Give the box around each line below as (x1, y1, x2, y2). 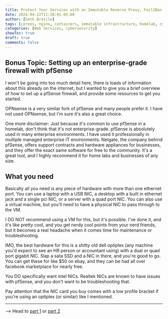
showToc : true (5, 31, 35, 36)
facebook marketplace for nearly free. (5, 264, 83, 270)
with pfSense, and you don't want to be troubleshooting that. (5, 279, 130, 285)
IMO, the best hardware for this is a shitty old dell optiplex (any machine (5, 242, 153, 248)
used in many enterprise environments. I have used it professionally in (5, 131, 149, 137)
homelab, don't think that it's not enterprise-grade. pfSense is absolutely (5, 126, 155, 132)
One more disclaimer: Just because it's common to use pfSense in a (5, 120, 146, 126)
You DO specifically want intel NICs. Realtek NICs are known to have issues (5, 273, 160, 279)
